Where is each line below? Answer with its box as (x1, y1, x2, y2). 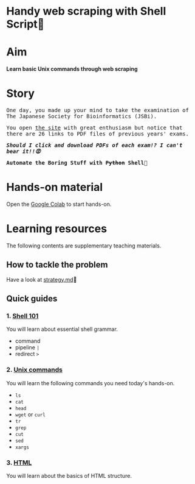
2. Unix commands (6, 366, 63, 374)
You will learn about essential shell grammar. (6, 326, 118, 333)
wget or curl (15, 410, 46, 418)
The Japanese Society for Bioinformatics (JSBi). (6, 113, 157, 120)
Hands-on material (6, 180, 103, 194)
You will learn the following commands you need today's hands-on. (6, 379, 175, 386)
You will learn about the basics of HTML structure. (6, 472, 132, 480)
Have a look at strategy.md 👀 (6, 276, 77, 283)
